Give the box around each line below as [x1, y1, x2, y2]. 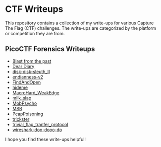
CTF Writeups [5, 3, 63, 15]
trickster [12, 116, 30, 122]
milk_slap [12, 95, 32, 101]
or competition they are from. [5, 30, 65, 36]
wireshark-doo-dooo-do [12, 127, 62, 133]
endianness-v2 [12, 73, 44, 80]
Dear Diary [12, 63, 35, 69]
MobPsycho [12, 100, 37, 106]
